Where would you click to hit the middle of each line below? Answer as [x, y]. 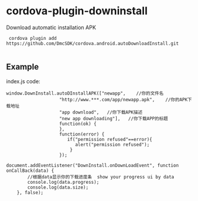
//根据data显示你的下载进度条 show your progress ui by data [101, 177]
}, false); [30, 192]
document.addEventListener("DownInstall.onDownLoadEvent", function [92, 165]
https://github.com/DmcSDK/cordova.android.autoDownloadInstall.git [92, 43]
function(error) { [82, 134]
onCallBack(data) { [30, 171]
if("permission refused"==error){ [110, 139]
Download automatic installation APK [51, 27]
